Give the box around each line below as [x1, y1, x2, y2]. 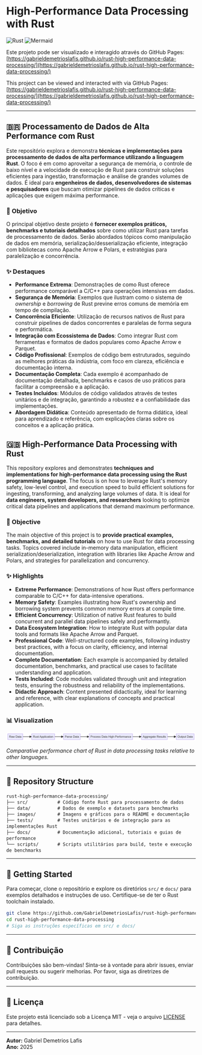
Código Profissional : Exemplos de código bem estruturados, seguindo [14, 351, 191, 358]
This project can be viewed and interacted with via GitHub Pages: [6, 79, 168, 87]
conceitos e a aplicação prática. [14, 422, 94, 429]
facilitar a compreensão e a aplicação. [14, 383, 110, 390]
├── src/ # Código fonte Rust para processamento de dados [6, 799, 185, 805]
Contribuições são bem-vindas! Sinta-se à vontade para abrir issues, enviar [6, 961, 194, 968]
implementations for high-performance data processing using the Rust [6, 471, 188, 478]
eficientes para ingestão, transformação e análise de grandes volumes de [6, 173, 189, 180]
